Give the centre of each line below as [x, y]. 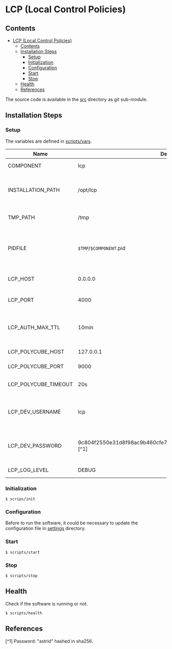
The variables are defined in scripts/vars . [49, 141]
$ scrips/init [20, 499]
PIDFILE [17, 248]
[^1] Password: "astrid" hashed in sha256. [49, 641]
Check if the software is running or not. [47, 603]
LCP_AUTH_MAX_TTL [34, 327]
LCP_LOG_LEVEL [28, 470]
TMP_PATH [21, 217]
